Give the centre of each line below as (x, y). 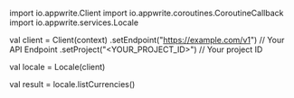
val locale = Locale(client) (57, 67)
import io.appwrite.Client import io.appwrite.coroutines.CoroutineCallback (147, 13)
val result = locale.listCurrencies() (72, 84)
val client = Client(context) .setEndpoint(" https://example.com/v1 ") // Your (147, 40)
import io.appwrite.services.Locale (74, 22)
